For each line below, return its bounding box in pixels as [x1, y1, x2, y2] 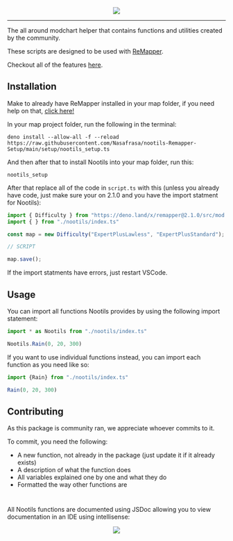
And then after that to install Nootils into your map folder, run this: [7, 158, 194, 166]
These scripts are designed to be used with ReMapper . [7, 47, 164, 55]
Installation [7, 81, 57, 92]
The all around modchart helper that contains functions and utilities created [7, 26, 223, 34]
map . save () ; [7, 256, 42, 263]
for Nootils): [7, 198, 42, 207]
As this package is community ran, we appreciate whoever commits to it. [7, 424, 215, 433]
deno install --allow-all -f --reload [7, 134, 119, 140]
